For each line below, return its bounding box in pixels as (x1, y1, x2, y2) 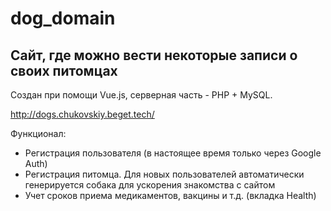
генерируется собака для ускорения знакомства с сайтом (24, 179, 276, 191)
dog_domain (10, 7, 116, 30)
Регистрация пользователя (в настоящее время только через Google (24, 147, 322, 159)
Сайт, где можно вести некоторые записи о (10, 47, 298, 64)
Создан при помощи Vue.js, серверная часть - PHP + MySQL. (10, 89, 273, 101)
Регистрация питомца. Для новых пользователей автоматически (24, 168, 305, 180)
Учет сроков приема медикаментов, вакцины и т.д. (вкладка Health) (24, 190, 317, 201)
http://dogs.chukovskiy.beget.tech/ (10, 108, 155, 120)
